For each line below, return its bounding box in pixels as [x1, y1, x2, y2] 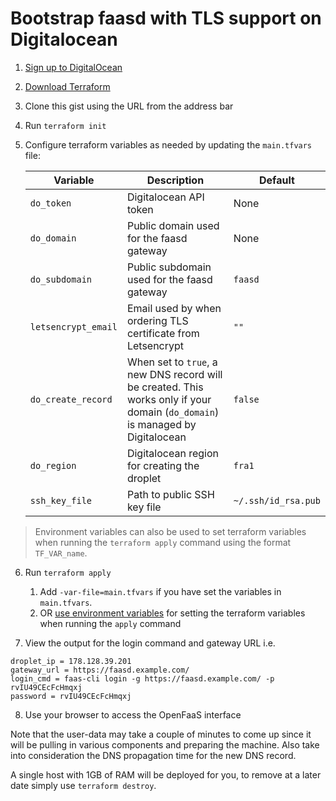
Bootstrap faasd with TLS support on [10, 7, 322, 30]
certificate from [126, 326, 200, 340]
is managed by [126, 417, 197, 431]
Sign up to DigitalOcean [24, 61, 123, 73]
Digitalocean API [126, 190, 205, 204]
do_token [29, 197, 72, 209]
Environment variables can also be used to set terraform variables [34, 525, 307, 537]
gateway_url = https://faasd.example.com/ [10, 665, 190, 675]
